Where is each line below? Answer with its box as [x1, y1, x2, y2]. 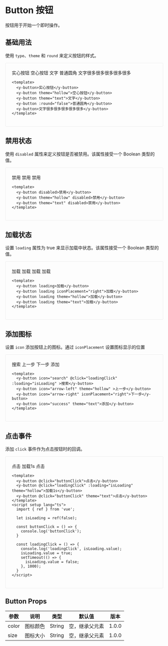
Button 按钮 [5, 5, 54, 16]
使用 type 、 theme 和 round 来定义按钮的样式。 [5, 52, 99, 58]
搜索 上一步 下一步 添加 [12, 362, 60, 368]
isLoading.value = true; [21, 551, 73, 556]
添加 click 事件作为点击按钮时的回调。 [5, 446, 85, 452]
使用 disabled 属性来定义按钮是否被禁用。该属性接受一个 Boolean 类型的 [5, 151, 155, 157]
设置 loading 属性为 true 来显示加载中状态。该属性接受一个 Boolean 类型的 [5, 245, 159, 251]
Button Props [5, 597, 47, 606]
